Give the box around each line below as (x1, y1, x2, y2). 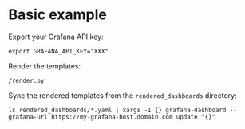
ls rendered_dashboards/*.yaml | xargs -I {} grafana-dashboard (8, 106, 227, 114)
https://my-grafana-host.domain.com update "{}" (50, 113, 216, 121)
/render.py (8, 76, 45, 84)
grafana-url (8, 113, 48, 121)
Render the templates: (8, 61, 81, 71)
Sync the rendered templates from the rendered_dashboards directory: (8, 90, 237, 100)
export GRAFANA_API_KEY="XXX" (8, 47, 109, 55)
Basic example (8, 6, 108, 24)
